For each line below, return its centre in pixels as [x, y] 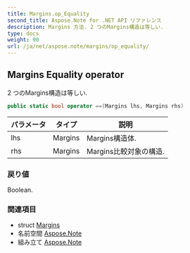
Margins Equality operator [66, 75]
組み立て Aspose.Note [50, 242]
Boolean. [20, 190]
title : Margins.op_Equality [49, 14]
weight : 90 [23, 40]
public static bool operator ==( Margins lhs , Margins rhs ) [96, 106]
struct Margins [39, 225]
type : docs [23, 33]
